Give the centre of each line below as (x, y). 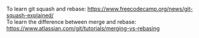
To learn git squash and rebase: (46, 9)
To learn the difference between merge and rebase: (71, 22)
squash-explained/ (30, 15)
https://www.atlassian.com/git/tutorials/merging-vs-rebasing (83, 28)
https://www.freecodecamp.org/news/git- (140, 9)
